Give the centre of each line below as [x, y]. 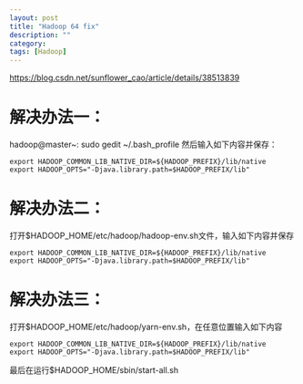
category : [28, 43]
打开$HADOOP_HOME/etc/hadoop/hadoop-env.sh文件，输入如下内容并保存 [152, 235]
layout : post [34, 18]
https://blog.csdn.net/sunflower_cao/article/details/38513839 [125, 78]
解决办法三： [58, 300]
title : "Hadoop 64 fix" [55, 26]
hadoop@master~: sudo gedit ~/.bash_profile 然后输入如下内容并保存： [143, 145]
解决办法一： [58, 117]
